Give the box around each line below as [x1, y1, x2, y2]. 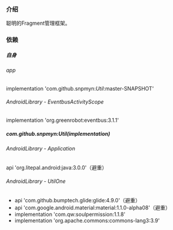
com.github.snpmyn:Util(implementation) [6, 130, 110, 137]
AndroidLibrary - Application [6, 145, 76, 152]
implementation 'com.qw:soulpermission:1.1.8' [14, 211, 126, 218]
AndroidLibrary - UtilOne [6, 178, 66, 185]
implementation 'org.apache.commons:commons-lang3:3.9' [14, 216, 160, 224]
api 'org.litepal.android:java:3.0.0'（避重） [6, 164, 107, 171]
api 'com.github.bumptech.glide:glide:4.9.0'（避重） [14, 196, 141, 204]
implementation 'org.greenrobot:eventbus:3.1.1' [6, 116, 119, 124]
